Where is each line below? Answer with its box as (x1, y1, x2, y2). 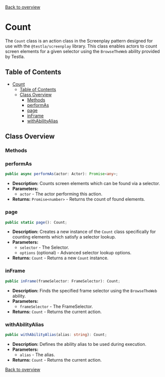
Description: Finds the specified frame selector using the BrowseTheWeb (12, 287, 157, 293)
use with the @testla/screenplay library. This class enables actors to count (5, 43, 157, 49)
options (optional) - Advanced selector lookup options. (19, 250, 132, 256)
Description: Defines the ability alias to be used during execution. (12, 341, 147, 347)
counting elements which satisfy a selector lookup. (12, 234, 116, 240)
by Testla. (5, 53, 25, 59)
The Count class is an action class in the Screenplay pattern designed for (5, 38, 153, 44)
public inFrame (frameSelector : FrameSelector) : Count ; (5, 279, 121, 283)
